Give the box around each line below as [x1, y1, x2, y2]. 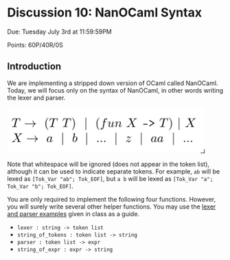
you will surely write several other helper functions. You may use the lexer [7, 202, 216, 211]
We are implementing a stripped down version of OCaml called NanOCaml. [7, 79, 218, 87]
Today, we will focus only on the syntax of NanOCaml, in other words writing [7, 86, 223, 94]
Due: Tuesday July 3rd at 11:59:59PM [7, 27, 112, 36]
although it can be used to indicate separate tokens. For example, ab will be [7, 167, 220, 176]
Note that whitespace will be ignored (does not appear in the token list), [7, 160, 210, 168]
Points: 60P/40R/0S [7, 40, 63, 49]
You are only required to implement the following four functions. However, [7, 195, 216, 203]
